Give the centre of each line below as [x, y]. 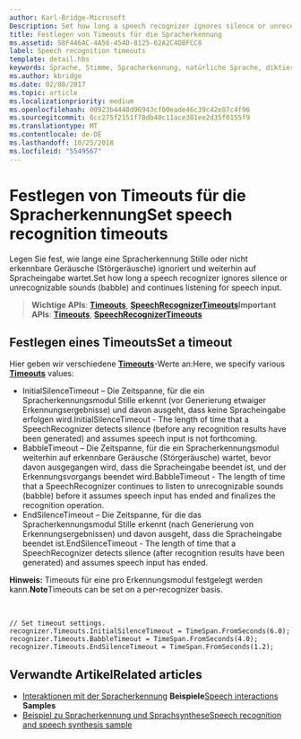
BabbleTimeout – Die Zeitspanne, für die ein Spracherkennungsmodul [150, 448]
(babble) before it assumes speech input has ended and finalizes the [149, 496]
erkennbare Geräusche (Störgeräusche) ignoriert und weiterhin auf [133, 268]
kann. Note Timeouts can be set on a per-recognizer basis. [116, 590]
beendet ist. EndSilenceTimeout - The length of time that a [129, 543]
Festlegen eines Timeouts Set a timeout [121, 342]
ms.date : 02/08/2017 [48, 84]
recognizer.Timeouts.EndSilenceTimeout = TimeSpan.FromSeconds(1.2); [142, 647]
